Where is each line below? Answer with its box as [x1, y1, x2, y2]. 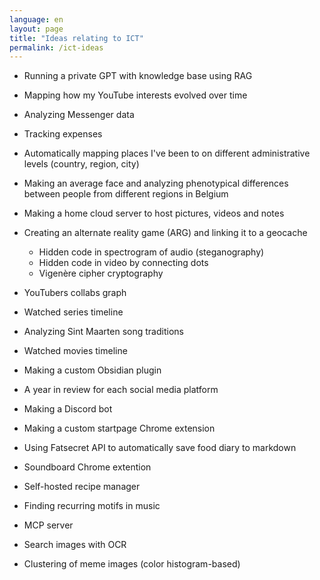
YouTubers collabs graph [23, 287, 127, 299]
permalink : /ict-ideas [9, 42, 104, 53]
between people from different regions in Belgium [23, 188, 229, 200]
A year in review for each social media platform [23, 384, 219, 396]
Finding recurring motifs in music [23, 500, 161, 512]
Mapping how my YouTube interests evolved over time [23, 89, 248, 101]
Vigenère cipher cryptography [38, 267, 164, 280]
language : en [9, 14, 64, 25]
